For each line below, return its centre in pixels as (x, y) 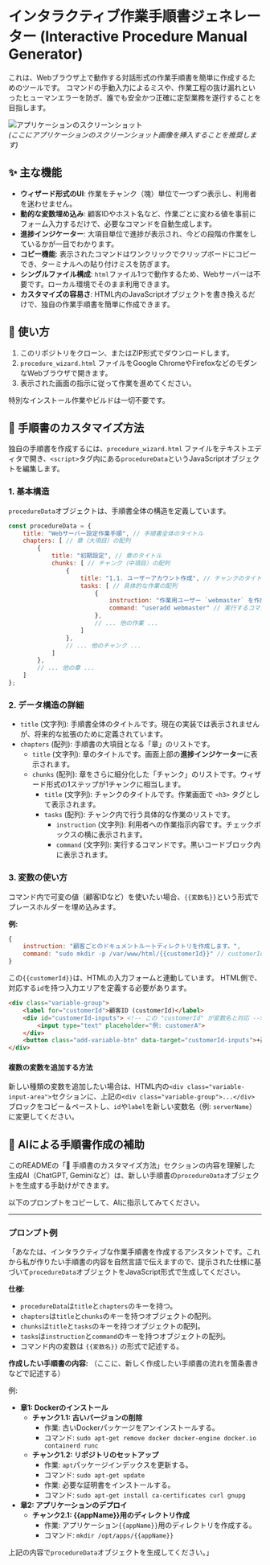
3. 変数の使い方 (38, 877)
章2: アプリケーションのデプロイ (74, 1505)
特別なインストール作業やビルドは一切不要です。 (89, 400)
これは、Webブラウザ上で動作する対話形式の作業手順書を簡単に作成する (129, 77)
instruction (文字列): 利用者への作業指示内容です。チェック (155, 824)
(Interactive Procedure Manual (143, 37)
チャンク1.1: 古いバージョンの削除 (87, 1418)
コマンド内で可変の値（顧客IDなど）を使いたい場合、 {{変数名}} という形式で (134, 897)
